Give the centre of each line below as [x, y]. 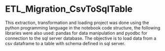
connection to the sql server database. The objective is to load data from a [81, 38]
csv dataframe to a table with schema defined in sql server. [65, 43]
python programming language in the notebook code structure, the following [83, 27]
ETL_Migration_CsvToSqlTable [69, 9]
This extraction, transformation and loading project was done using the [77, 23]
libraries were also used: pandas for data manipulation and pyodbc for [76, 33]
